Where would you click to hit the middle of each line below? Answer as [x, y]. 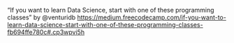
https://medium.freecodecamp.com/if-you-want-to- [152, 17]
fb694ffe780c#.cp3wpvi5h [46, 32]
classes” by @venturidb [42, 17]
